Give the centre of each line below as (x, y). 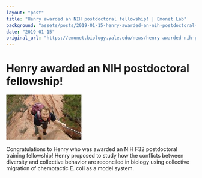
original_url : (24, 38)
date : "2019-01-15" (31, 32)
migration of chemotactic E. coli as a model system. (70, 168)
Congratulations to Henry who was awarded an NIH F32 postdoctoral (92, 149)
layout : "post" (25, 13)
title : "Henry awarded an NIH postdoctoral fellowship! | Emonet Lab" (96, 19)
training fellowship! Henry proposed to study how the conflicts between (95, 156)
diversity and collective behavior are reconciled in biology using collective (98, 162)
